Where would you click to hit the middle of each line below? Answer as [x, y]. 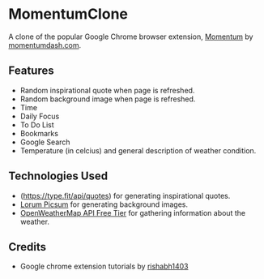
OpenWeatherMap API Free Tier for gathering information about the [132, 212]
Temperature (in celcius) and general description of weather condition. [138, 150]
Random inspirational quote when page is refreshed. [107, 90]
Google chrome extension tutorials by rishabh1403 [104, 266]
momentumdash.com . [45, 45]
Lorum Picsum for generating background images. [104, 204]
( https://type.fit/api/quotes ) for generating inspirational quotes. [125, 195]
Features [31, 71]
